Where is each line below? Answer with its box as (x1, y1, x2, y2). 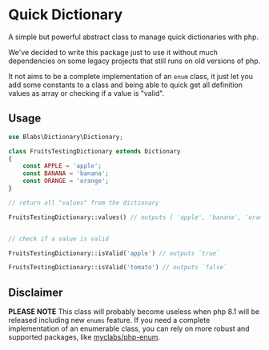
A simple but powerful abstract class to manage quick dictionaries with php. (8, 32, 259, 42)
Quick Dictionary (8, 6, 122, 24)
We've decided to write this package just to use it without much (8, 47, 218, 57)
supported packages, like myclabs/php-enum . (8, 332, 161, 342)
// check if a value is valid (8, 234, 110, 243)
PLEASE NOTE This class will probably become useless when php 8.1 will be (8, 307, 260, 316)
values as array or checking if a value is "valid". (8, 88, 165, 97)
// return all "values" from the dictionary (8, 198, 159, 207)
